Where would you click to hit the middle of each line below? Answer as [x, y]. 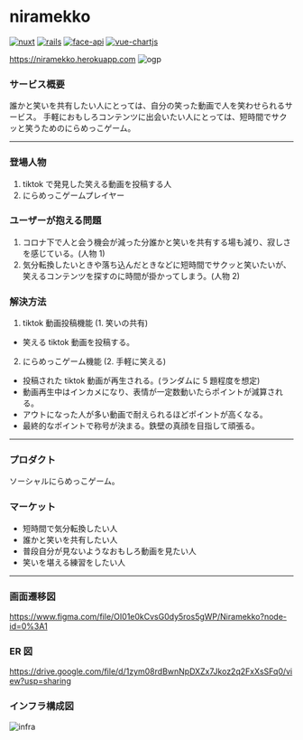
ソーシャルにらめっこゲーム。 [64, 482]
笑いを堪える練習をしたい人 [74, 562]
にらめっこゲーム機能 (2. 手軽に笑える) [94, 361]
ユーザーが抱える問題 [55, 220]
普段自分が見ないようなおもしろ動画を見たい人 [109, 551]
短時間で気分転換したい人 [70, 528]
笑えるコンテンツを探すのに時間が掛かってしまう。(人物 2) [131, 276]
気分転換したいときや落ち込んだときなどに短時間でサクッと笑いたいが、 [156, 265]
